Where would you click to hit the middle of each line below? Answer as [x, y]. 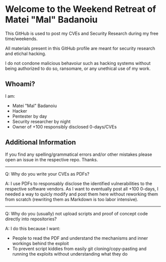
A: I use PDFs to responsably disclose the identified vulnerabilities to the [79, 183]
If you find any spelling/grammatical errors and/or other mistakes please [79, 154]
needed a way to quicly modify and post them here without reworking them [82, 194]
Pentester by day [30, 116]
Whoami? [20, 84]
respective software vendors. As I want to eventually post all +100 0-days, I [82, 189]
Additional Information [41, 142]
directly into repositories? [31, 219]
